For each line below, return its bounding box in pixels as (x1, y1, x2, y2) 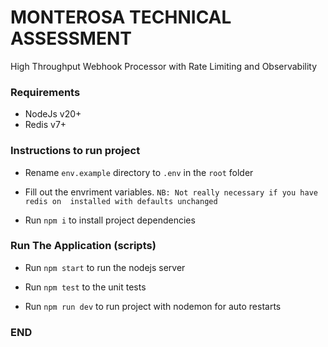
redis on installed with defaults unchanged (24, 196, 218, 206)
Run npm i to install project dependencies (24, 214, 196, 226)
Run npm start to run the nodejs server (24, 261, 186, 273)
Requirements (10, 85, 81, 99)
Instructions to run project (10, 144, 141, 158)
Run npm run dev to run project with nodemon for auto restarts (24, 300, 282, 312)
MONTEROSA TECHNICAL (10, 6, 232, 29)
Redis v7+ (24, 119, 67, 131)
